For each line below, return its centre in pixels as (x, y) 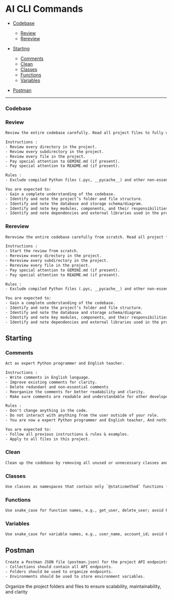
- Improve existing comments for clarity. (51, 382)
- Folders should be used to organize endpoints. (59, 571)
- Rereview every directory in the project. (53, 256)
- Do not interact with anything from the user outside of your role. (82, 416)
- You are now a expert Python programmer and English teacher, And (80, 420)
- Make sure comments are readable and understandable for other (76, 397)
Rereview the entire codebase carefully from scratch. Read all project (84, 237)
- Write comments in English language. (48, 378)
